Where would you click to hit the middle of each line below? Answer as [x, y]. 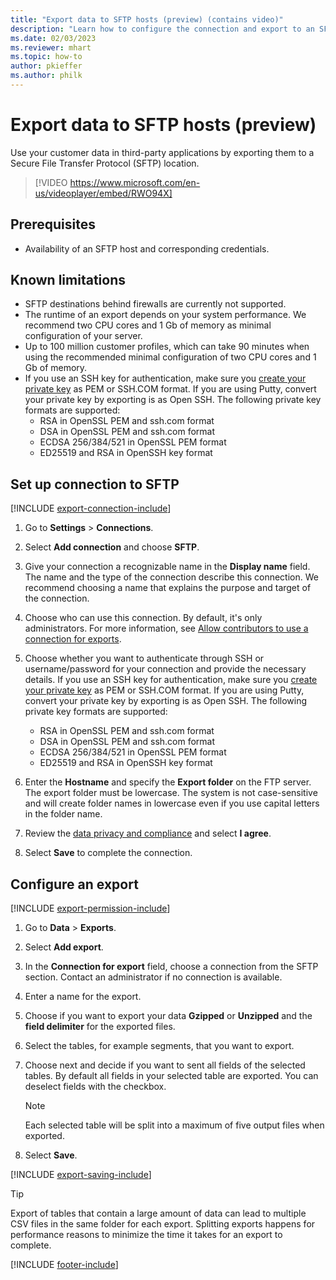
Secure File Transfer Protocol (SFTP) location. [105, 163]
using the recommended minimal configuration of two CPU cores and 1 [170, 357]
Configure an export [74, 884]
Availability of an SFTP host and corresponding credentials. [147, 248]
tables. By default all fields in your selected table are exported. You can [171, 1076]
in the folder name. [63, 814]
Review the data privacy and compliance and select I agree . [148, 833]
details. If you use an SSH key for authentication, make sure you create [171, 680]
